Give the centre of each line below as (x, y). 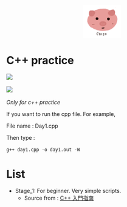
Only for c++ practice (33, 103)
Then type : (21, 138)
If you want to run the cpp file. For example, (61, 114)
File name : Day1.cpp (33, 126)
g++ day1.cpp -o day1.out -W (43, 150)
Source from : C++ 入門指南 (59, 198)
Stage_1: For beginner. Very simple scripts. (68, 191)
